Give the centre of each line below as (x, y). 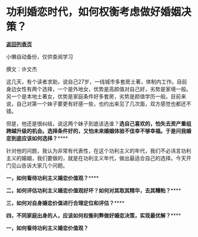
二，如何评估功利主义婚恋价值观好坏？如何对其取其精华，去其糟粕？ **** (94, 190)
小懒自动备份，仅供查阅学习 (40, 56)
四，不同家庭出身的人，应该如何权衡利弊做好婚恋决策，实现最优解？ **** (94, 215)
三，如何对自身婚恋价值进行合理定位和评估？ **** (66, 203)
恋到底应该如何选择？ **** (37, 138)
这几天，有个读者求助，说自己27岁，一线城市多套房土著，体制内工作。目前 (97, 81)
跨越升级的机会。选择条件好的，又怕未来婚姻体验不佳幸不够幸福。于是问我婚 (99, 131)
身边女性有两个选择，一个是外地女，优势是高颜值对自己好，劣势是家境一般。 (99, 89)
